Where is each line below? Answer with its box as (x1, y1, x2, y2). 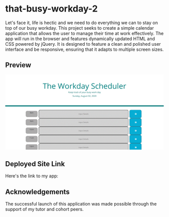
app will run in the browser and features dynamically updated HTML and (5, 36, 155, 42)
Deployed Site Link (5, 159, 65, 168)
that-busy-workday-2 (5, 3, 98, 15)
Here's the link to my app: (5, 173, 59, 179)
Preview (5, 61, 32, 69)
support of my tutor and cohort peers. (5, 206, 84, 212)
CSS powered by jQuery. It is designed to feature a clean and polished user (5, 41, 161, 47)
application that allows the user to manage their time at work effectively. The (5, 30, 164, 36)
